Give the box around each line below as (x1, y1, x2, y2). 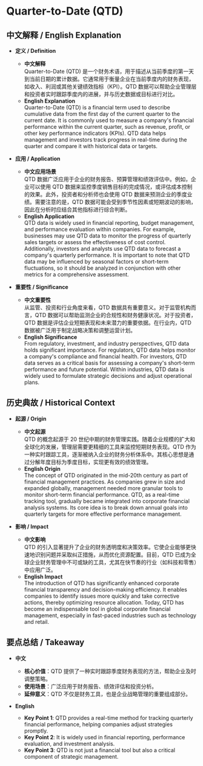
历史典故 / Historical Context (6, 398, 115, 408)
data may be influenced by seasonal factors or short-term (24, 258, 168, 265)
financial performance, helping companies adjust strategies (24, 720, 173, 728)
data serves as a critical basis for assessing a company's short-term (24, 360, 195, 366)
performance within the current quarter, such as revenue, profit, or (24, 123, 191, 130)
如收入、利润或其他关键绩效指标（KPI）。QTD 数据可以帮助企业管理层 (24, 83, 197, 90)
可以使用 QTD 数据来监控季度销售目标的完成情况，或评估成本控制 (29, 183, 193, 190)
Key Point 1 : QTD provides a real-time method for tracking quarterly (24, 714, 193, 721)
